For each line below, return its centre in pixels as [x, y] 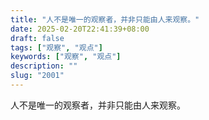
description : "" [44, 66]
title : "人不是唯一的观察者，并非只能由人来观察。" [105, 19]
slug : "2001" [37, 76]
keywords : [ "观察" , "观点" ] [66, 57]
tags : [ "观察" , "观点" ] [56, 47]
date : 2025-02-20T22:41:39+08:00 [80, 29]
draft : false [37, 38]
